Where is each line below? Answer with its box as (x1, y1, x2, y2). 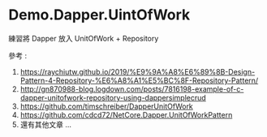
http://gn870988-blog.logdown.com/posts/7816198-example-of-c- (19, 83, 244, 94)
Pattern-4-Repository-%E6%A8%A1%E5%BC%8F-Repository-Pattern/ (19, 75, 259, 85)
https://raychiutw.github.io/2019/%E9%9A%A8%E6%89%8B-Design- (19, 66, 256, 76)
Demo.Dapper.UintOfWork (8, 6, 191, 24)
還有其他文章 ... (19, 119, 71, 129)
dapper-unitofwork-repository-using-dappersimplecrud (19, 92, 207, 102)
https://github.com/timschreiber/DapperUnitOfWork (19, 101, 193, 111)
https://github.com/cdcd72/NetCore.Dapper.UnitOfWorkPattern (19, 109, 233, 119)
